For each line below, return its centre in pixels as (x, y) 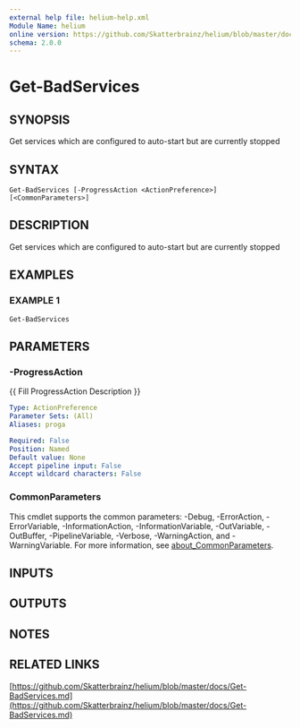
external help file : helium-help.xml (79, 17)
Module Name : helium (48, 26)
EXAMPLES (42, 275)
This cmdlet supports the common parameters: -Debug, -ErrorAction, (137, 517)
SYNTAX (34, 170)
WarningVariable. (41, 545)
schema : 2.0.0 (36, 43)
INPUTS (31, 573)
